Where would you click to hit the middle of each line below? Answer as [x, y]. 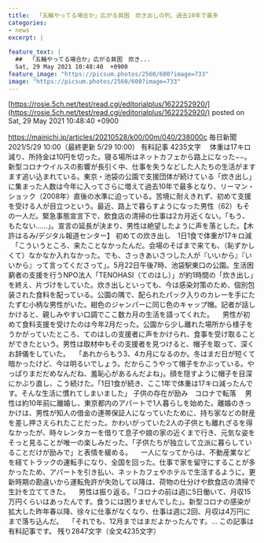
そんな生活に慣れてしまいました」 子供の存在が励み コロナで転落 [129, 393]
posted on [228, 112]
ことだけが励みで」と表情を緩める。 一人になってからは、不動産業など [133, 452]
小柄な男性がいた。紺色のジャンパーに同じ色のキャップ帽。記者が [135, 304]
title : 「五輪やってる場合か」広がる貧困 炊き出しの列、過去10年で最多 [113, 15]
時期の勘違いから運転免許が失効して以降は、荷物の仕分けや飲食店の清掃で [135, 482]
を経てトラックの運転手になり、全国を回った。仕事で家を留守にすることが [128, 462]
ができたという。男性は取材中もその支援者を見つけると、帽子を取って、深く [131, 344]
